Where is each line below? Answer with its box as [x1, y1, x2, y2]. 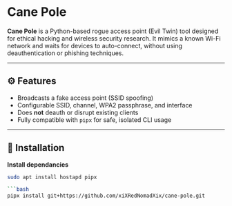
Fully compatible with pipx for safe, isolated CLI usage [17, 115, 172, 124]
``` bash [7, 186, 30, 193]
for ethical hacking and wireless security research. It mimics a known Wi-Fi [7, 34, 221, 42]
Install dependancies [7, 160, 69, 169]
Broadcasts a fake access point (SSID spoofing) [17, 94, 154, 102]
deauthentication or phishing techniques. [7, 49, 124, 57]
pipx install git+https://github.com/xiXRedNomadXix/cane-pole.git [7, 192, 206, 200]
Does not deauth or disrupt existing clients [17, 108, 139, 116]
